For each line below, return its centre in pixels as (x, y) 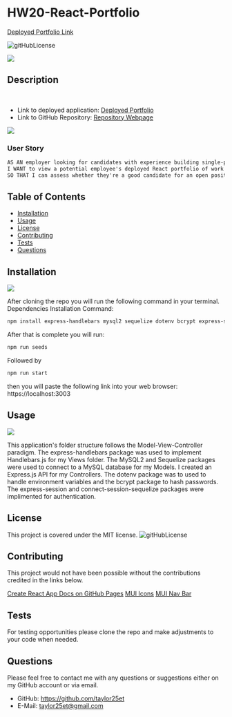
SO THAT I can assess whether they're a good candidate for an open (108, 175)
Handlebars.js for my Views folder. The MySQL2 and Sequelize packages (111, 459)
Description (33, 80)
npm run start (28, 373)
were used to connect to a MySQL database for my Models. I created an (109, 467)
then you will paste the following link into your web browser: (93, 386)
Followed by (25, 361)
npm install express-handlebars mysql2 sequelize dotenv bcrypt (101, 322)
